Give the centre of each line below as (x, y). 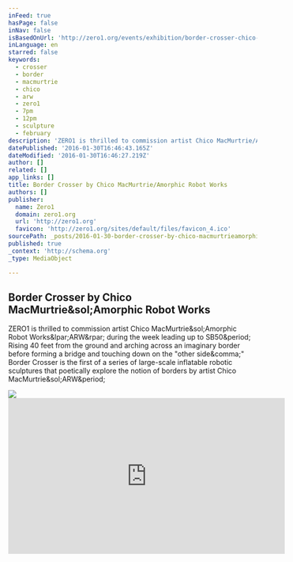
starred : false (33, 52)
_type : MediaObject (40, 258)
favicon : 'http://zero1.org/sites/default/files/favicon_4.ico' (123, 229)
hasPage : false (33, 23)
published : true (35, 244)
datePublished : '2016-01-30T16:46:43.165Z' (81, 148)
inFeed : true (30, 15)
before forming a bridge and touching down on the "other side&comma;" (126, 354)
